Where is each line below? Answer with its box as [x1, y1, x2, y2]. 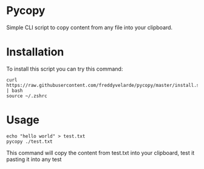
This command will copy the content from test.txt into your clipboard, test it [6, 149, 195, 156]
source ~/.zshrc [6, 92, 47, 99]
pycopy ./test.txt [6, 138, 53, 145]
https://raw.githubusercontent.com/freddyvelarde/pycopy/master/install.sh [6, 82, 202, 88]
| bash [6, 88, 23, 94]
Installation [6, 45, 64, 59]
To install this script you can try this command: [6, 65, 123, 72]
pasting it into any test [6, 156, 62, 163]
